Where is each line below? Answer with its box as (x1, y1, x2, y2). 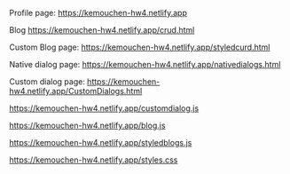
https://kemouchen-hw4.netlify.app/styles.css (9, 154, 178, 165)
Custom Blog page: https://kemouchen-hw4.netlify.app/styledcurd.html (9, 42, 270, 52)
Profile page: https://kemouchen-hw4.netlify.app (9, 8, 188, 18)
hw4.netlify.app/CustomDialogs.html (9, 86, 143, 96)
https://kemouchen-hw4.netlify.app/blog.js (9, 120, 166, 130)
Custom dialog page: (9, 76, 86, 87)
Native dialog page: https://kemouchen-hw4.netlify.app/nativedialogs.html (9, 59, 281, 69)
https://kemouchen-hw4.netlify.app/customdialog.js (9, 103, 200, 114)
